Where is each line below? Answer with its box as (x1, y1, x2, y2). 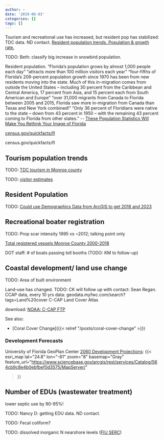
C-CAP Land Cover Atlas (48, 297, 99, 302)
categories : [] (5, 16, 36, 21)
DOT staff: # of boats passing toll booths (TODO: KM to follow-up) (5, 250, 139, 255)
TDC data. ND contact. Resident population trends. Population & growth (5, 40, 149, 46)
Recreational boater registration (5, 218, 105, 226)
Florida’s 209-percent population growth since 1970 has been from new (5, 74, 149, 80)
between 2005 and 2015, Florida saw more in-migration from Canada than (5, 100, 155, 106)
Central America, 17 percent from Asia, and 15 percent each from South (5, 90, 149, 95)
